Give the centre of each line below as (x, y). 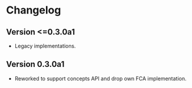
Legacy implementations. (45, 46)
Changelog (34, 10)
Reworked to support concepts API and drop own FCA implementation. (100, 78)
